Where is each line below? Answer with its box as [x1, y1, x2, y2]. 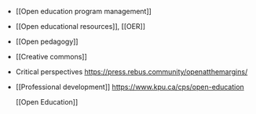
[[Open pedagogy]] [15, 37, 79, 46]
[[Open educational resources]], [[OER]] [15, 22, 146, 30]
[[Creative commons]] [15, 52, 88, 61]
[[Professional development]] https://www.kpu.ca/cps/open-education [15, 82, 245, 91]
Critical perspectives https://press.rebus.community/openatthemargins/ [15, 67, 248, 77]
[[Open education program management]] [15, 7, 152, 16]
